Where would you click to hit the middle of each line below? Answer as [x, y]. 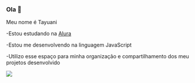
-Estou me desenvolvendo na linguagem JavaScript [69, 45]
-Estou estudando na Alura [39, 34]
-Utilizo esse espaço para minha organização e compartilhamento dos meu [97, 57]
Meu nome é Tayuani [32, 22]
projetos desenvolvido [33, 63]
